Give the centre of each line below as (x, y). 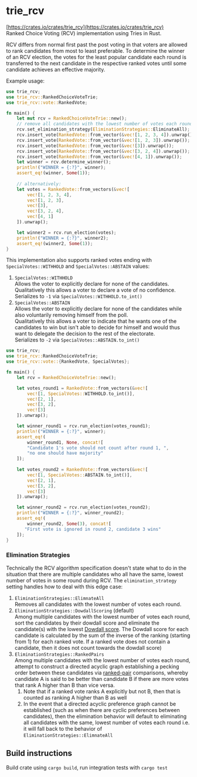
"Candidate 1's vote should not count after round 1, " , (98, 448)
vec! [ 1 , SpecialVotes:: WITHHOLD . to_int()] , (81, 394)
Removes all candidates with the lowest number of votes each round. (98, 604)
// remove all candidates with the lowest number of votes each (97, 124)
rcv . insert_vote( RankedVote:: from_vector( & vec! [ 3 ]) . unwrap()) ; (96, 146)
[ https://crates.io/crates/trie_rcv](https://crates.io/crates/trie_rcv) (85, 27)
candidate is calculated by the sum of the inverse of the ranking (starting (102, 635)
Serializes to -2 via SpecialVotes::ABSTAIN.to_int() (77, 340)
